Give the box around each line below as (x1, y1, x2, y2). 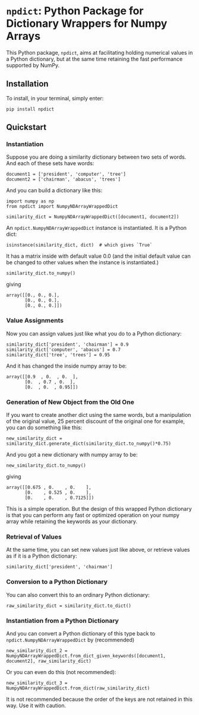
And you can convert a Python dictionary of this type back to (6, 629, 156, 637)
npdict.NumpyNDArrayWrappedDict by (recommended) (6, 636, 135, 643)
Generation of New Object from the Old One (6, 398, 135, 406)
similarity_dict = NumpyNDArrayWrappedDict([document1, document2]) (6, 214, 179, 220)
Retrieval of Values (6, 533, 62, 541)
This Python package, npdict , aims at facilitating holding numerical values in (6, 49, 193, 56)
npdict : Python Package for (6, 4, 144, 18)
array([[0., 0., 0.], (6, 292, 60, 298)
